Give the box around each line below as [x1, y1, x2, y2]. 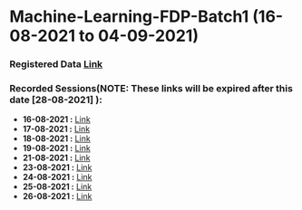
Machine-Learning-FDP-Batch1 [9, 6, 249, 27]
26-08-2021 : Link [22, 191, 93, 202]
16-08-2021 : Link [22, 114, 91, 125]
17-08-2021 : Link [22, 124, 91, 135]
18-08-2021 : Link [22, 133, 91, 144]
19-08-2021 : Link [22, 143, 91, 154]
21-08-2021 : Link [22, 152, 91, 164]
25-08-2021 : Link [22, 181, 93, 192]
